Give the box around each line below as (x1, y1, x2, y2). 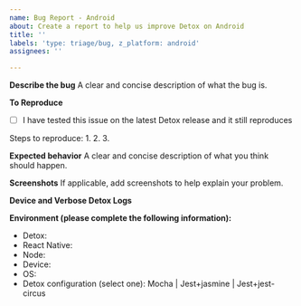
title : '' (9, 30, 47, 39)
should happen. (9, 160, 68, 171)
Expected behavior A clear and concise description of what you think (9, 150, 269, 161)
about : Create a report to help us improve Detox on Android (9, 22, 245, 31)
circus (22, 288, 46, 299)
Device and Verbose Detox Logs (9, 196, 133, 206)
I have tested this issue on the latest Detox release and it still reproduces (22, 115, 293, 126)
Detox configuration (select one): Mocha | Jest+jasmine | (22, 278, 235, 290)
